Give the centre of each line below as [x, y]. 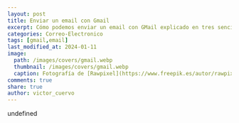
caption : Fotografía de [49, 73]
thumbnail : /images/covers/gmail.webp [71, 67]
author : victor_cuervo [41, 93]
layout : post [27, 14]
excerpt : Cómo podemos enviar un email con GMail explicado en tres [111, 27]
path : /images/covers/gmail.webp [63, 60]
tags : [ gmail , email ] [38, 41]
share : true [25, 87]
